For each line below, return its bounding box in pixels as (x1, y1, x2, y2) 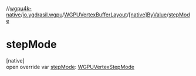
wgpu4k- (9, 5, 32, 12)
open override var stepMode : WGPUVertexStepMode (6, 63, 135, 70)
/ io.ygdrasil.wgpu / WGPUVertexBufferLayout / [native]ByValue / (20, 11, 169, 18)
